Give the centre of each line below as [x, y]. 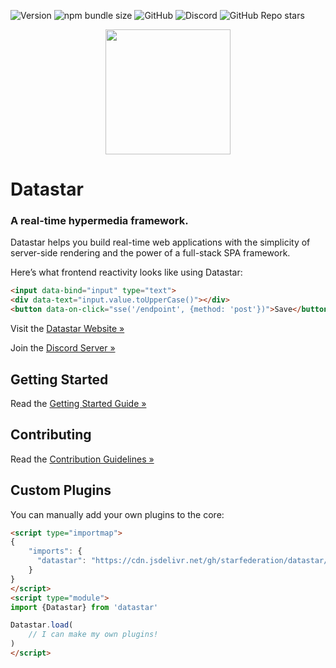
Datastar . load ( [42, 625]
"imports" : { [55, 551]
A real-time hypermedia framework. [99, 221]
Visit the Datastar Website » [67, 329]
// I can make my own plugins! [93, 635]
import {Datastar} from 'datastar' [84, 607]
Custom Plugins [61, 490]
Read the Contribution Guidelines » [82, 459]
